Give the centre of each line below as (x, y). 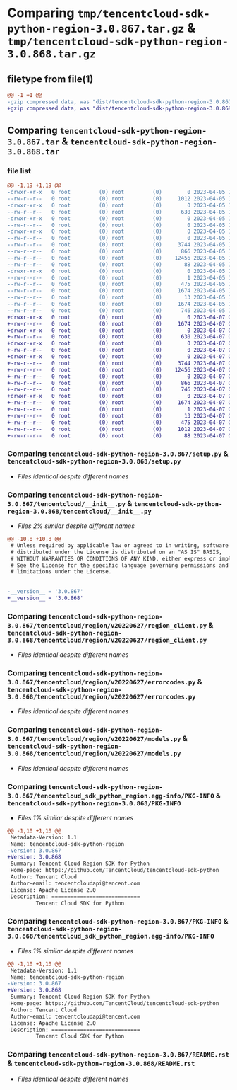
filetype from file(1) (50, 79)
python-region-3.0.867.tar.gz (96, 29)
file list (19, 171)
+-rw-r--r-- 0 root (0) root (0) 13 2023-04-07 (116, 415)
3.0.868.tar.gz (52, 54)
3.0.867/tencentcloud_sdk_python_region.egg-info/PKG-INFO (111, 796)
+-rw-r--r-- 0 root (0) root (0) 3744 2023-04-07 (116, 363)
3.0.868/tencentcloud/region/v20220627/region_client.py (107, 640)
